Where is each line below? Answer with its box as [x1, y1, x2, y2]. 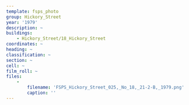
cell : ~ [6, 62, 25, 69]
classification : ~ [6, 52, 51, 58]
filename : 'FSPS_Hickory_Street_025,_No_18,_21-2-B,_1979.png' [27, 85, 184, 90]
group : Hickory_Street [6, 14, 61, 20]
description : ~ [6, 24, 43, 31]
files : [6, 73, 22, 79]
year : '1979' [6, 19, 38, 25]
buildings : [6, 30, 33, 36]
